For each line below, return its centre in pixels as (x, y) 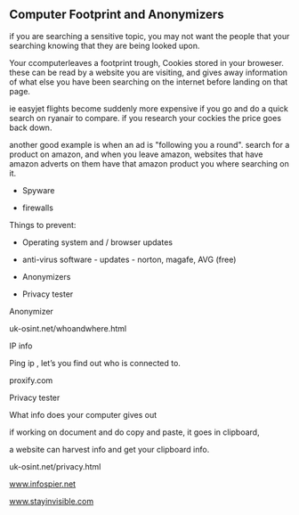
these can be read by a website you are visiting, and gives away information (148, 72)
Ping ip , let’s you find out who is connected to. (95, 363)
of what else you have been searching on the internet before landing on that (149, 82)
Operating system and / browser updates (97, 242)
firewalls (37, 208)
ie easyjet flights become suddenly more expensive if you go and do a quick (149, 108)
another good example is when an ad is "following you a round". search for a (149, 144)
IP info (21, 346)
